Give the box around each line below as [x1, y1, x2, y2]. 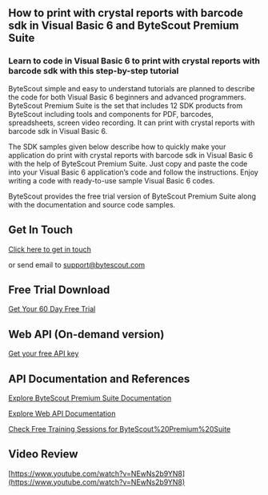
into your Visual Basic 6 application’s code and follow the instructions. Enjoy [8, 167, 258, 177]
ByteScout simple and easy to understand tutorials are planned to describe [8, 83, 255, 93]
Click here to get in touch [8, 244, 92, 254]
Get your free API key [8, 348, 79, 359]
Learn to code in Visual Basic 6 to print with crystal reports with [8, 55, 260, 66]
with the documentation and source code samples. [8, 199, 176, 209]
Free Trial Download [8, 283, 110, 296]
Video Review [8, 448, 78, 461]
